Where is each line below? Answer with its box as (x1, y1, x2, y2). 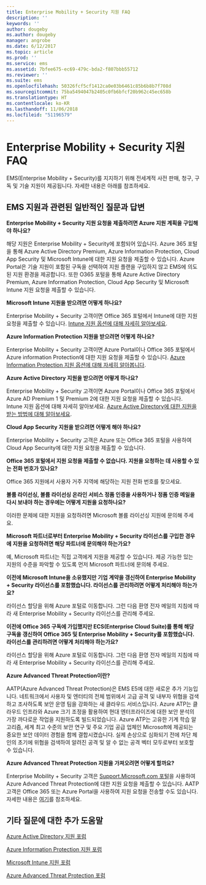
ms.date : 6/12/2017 (6, 44, 56, 50)
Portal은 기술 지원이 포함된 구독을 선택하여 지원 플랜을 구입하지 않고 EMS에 (6, 263, 186, 271)
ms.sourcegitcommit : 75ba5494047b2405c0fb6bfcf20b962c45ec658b (6, 89, 172, 95)
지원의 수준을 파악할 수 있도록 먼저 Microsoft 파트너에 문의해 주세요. (6, 561, 170, 568)
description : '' (6, 15, 48, 21)
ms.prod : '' (6, 55, 37, 61)
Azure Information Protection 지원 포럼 (6, 845, 102, 853)
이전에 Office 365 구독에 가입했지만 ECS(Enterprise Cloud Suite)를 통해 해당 (6, 623, 194, 630)
